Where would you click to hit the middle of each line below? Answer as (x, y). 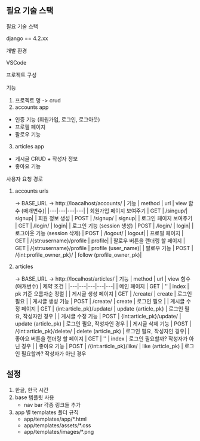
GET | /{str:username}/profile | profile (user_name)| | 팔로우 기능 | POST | (104, 248)
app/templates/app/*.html (55, 419)
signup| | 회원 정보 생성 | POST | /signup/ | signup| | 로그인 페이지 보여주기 (104, 218)
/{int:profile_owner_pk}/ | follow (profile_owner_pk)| (78, 255)
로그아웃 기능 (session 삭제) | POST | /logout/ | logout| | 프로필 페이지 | (99, 233)
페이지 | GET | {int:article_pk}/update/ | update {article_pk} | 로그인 (102, 308)
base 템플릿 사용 (35, 397)
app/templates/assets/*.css (57, 425)
